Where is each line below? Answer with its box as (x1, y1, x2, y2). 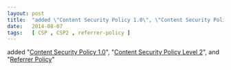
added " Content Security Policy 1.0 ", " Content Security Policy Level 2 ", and (7, 48, 220, 56)
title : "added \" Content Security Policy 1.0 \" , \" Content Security (7, 16, 211, 23)
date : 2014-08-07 (7, 23, 63, 30)
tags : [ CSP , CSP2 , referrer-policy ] (7, 29, 131, 36)
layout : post (7, 10, 45, 17)
